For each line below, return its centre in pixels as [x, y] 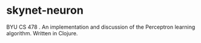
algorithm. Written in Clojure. [42, 33]
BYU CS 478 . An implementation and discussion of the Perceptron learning [101, 27]
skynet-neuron [45, 10]
